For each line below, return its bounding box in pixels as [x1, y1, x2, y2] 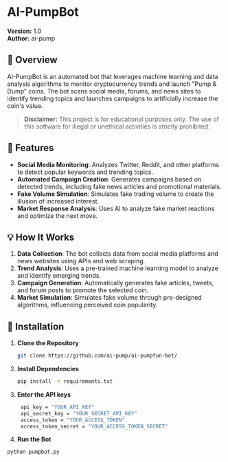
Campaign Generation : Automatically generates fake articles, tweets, [16, 279, 214, 287]
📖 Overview [7, 54, 58, 66]
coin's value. [7, 101, 43, 110]
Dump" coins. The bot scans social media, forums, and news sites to [7, 87, 201, 95]
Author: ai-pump [7, 34, 56, 42]
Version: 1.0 [7, 27, 42, 35]
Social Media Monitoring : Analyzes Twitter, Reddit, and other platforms [16, 160, 220, 168]
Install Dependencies [16, 365, 79, 373]
